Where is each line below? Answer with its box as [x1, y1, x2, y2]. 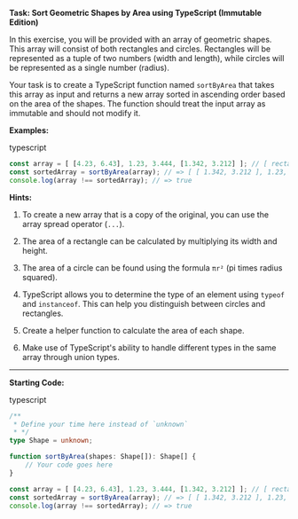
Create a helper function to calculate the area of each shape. [21, 325, 246, 335]
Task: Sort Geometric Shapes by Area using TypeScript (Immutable [9, 8, 263, 18]
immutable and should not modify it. [9, 108, 141, 118]
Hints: [9, 192, 33, 202]
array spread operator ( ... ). [21, 218, 125, 229]
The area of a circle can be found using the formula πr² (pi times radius [21, 262, 283, 273]
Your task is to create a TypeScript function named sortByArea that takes [9, 80, 275, 90]
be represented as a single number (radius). [9, 62, 170, 73]
